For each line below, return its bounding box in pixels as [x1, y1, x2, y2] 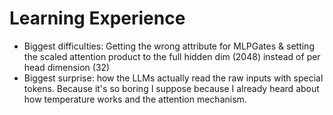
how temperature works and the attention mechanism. [23, 93, 247, 105]
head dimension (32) [23, 61, 111, 73]
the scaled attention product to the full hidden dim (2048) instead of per [23, 50, 321, 62]
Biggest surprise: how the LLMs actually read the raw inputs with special [23, 72, 324, 84]
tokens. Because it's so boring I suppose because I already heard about [23, 82, 320, 94]
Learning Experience [9, 7, 186, 30]
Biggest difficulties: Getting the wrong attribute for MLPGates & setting [23, 40, 315, 52]
